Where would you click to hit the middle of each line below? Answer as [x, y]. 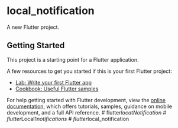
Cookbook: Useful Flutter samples [57, 89]
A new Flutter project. [33, 27]
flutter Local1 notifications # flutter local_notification [68, 119]
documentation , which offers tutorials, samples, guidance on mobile [89, 106]
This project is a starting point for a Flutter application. [73, 59]
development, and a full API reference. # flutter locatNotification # [87, 112]
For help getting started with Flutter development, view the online [86, 100]
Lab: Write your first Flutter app [54, 82]
